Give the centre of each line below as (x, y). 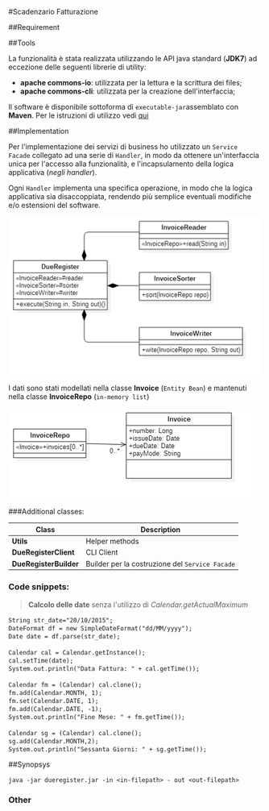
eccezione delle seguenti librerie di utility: (77, 67)
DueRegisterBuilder (45, 564)
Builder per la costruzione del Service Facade (161, 564)
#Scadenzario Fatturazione (53, 12)
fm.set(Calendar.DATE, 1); (54, 701)
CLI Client (102, 552)
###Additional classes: (46, 512)
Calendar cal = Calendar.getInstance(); (77, 652)
